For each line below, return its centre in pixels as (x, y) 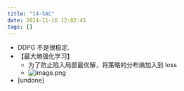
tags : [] (20, 27)
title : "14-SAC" (31, 14)
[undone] (31, 80)
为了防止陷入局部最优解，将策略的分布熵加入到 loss (103, 65)
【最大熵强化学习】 (45, 56)
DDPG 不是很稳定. (44, 48)
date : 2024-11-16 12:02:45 (47, 20)
